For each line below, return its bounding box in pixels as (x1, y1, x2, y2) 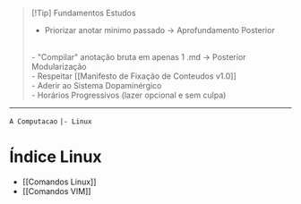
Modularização (30, 62, 87, 72)
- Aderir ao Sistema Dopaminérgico (30, 81, 162, 90)
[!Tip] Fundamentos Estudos (30, 8, 136, 18)
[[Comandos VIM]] (21, 185, 91, 196)
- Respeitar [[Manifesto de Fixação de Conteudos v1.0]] (30, 71, 237, 81)
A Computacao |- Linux (9, 117, 92, 126)
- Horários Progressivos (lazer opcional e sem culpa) (30, 89, 227, 100)
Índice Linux (9, 147, 102, 167)
